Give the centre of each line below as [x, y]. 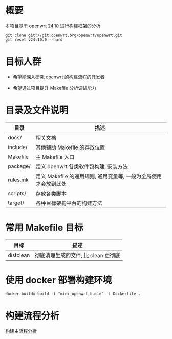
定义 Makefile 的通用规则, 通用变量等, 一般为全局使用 [99, 176]
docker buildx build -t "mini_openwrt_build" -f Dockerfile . [73, 294]
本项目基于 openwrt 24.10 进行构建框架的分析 [53, 26]
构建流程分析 [33, 316]
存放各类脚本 [51, 194]
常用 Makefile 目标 [44, 228]
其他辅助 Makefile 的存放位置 [70, 147]
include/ [18, 147]
